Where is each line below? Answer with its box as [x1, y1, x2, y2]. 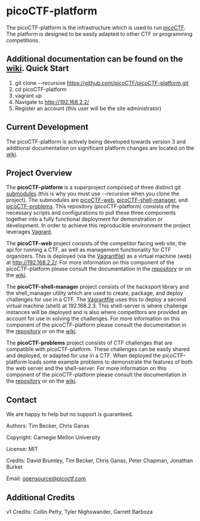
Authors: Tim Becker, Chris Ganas [6, 422, 90, 429]
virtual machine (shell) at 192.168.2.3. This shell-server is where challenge [6, 302, 188, 309]
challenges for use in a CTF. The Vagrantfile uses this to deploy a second [6, 296, 186, 303]
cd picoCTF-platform [14, 86, 67, 93]
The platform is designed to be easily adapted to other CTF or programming [6, 30, 193, 37]
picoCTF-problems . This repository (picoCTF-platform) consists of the [6, 203, 180, 210]
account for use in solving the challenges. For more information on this [6, 315, 180, 322]
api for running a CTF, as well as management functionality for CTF [6, 246, 171, 254]
